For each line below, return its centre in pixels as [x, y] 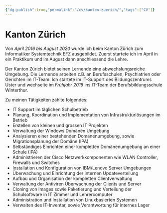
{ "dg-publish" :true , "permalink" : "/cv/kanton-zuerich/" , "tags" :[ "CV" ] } [80, 10]
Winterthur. [17, 90]
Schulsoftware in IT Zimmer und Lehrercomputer [62, 194]
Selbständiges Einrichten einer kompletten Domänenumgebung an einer [86, 146]
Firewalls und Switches [36, 162]
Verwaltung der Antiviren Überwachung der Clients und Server [77, 183]
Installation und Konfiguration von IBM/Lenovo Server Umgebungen [82, 167]
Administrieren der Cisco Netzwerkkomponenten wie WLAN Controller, [85, 157]
